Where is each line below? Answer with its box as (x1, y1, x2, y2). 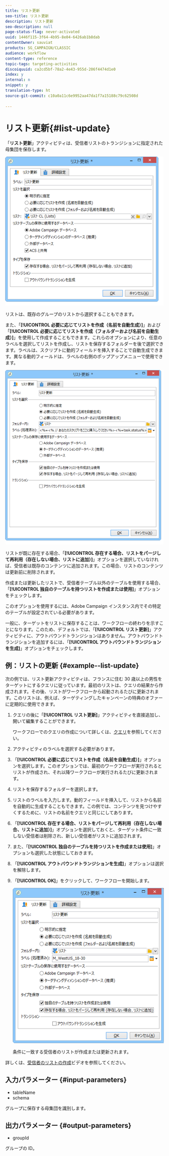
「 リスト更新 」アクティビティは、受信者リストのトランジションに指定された (5, 140, 163, 146)
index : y (5, 72, 24, 77)
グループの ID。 (5, 1145, 37, 1151)
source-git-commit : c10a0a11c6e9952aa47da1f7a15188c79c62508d (5, 93, 138, 98)
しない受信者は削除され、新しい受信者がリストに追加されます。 (12, 833, 145, 839)
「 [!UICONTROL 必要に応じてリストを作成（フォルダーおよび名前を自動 (5, 328, 155, 334)
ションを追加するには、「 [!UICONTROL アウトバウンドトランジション (18, 639, 161, 645)
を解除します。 (12, 866, 44, 873)
